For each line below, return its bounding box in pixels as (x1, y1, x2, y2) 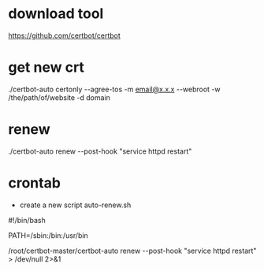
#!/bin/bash (8, 215, 46, 225)
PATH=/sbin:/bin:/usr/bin (8, 230, 88, 240)
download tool (8, 5, 104, 23)
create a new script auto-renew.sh (19, 200, 132, 210)
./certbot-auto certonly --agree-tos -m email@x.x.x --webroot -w (8, 84, 221, 94)
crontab (8, 174, 61, 191)
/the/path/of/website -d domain (8, 92, 110, 102)
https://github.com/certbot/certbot (8, 31, 121, 40)
